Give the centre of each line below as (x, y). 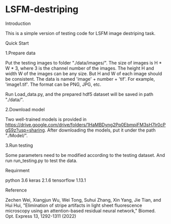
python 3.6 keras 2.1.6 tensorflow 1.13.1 (46, 180)
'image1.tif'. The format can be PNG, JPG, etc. (53, 84)
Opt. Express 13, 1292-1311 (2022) (41, 216)
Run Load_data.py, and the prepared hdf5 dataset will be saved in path (79, 94)
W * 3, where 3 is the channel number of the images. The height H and (80, 68)
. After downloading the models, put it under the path (100, 130)
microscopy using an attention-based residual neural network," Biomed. (81, 211)
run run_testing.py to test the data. (41, 161)
